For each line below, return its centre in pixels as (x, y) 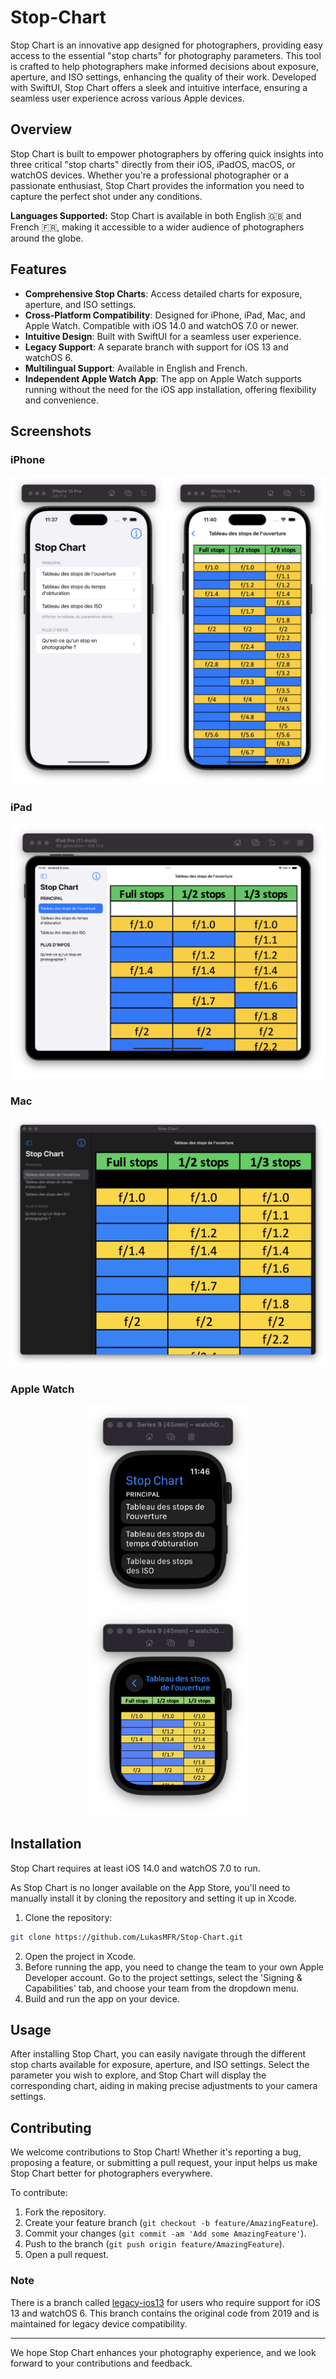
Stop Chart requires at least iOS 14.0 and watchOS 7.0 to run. (135, 1868)
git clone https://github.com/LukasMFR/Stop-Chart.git (127, 1937)
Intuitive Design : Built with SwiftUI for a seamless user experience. (163, 336)
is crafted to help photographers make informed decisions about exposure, (164, 66)
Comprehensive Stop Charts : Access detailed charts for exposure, (163, 293)
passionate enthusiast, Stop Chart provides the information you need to (157, 185)
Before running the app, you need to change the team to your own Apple (174, 1967)
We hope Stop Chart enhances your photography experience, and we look (163, 2352)
